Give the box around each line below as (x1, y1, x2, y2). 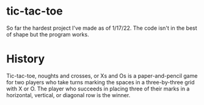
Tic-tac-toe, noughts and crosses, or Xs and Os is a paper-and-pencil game (6, 72, 198, 80)
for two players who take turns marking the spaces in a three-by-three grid (6, 78, 195, 86)
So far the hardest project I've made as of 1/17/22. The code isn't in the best (6, 24, 197, 32)
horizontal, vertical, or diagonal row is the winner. (6, 91, 131, 98)
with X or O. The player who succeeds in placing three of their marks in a (6, 85, 190, 92)
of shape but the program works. (6, 30, 90, 38)
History (6, 52, 45, 66)
